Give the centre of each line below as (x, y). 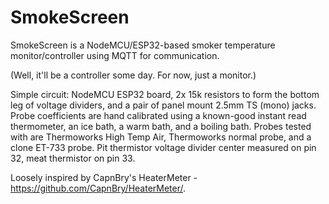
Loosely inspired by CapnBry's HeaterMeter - (104, 177)
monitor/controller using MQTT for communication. (115, 55)
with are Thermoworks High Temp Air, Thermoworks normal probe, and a (161, 137)
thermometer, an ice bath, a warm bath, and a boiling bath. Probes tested (161, 126)
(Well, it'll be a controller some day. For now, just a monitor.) (133, 75)
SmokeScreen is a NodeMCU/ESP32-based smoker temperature (143, 45)
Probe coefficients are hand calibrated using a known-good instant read (158, 115)
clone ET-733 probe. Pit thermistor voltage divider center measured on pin (163, 147)
